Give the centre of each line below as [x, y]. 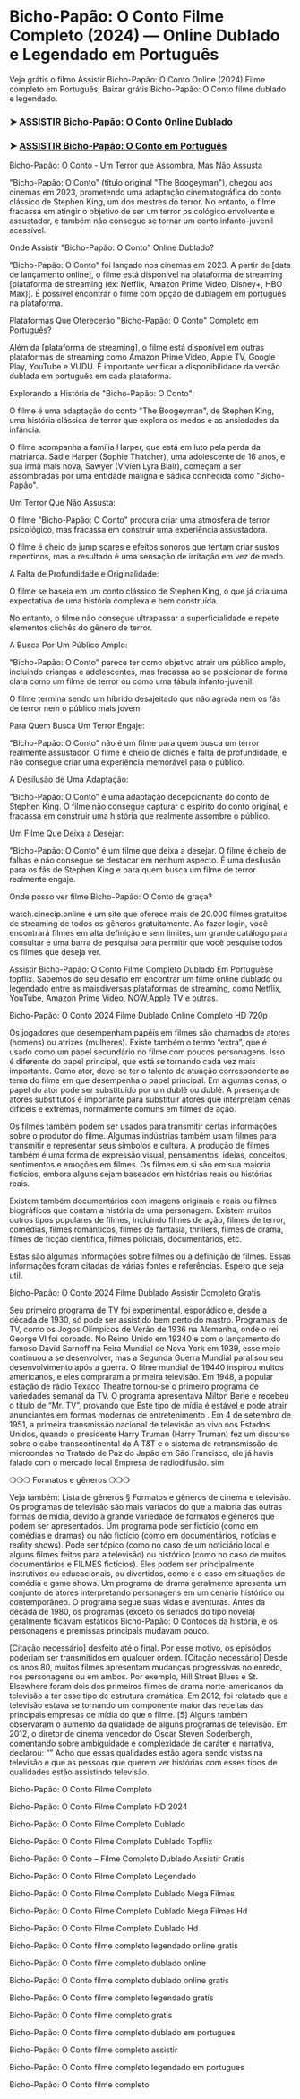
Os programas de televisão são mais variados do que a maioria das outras [146, 1507]
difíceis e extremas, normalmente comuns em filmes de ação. [123, 1109]
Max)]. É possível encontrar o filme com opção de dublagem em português [148, 294]
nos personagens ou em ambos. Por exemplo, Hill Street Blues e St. [134, 1677]
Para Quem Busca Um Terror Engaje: [77, 726]
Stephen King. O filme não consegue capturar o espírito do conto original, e [149, 807]
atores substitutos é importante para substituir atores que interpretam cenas [150, 1099]
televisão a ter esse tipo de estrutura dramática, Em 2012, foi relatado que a [149, 1696]
